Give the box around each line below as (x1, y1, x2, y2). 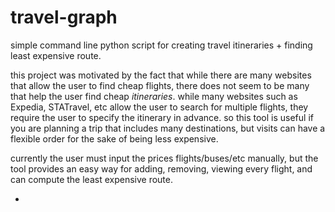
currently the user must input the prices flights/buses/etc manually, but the (10, 152, 319, 164)
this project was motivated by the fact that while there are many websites (10, 69, 312, 81)
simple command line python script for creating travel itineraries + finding (10, 39, 313, 51)
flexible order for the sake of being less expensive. (10, 132, 219, 145)
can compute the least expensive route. (10, 173, 173, 185)
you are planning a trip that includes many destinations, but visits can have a (10, 122, 326, 134)
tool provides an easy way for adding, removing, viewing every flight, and (10, 162, 313, 175)
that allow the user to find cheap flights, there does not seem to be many (10, 79, 310, 91)
